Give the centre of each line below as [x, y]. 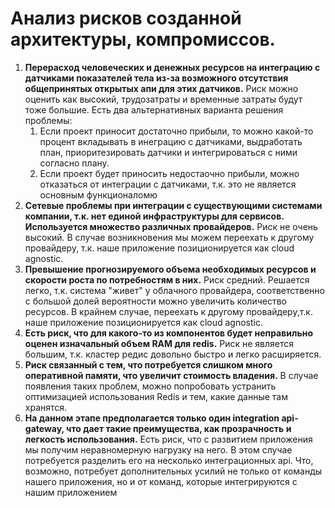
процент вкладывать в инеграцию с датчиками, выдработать [171, 141]
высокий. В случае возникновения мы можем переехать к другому [169, 237]
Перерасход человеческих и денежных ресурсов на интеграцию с [172, 67]
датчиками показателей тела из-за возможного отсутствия [156, 78]
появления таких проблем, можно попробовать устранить [150, 386]
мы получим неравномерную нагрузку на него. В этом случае [158, 449]
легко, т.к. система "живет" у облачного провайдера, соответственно [174, 290]
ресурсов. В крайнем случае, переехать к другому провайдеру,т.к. [168, 311]
